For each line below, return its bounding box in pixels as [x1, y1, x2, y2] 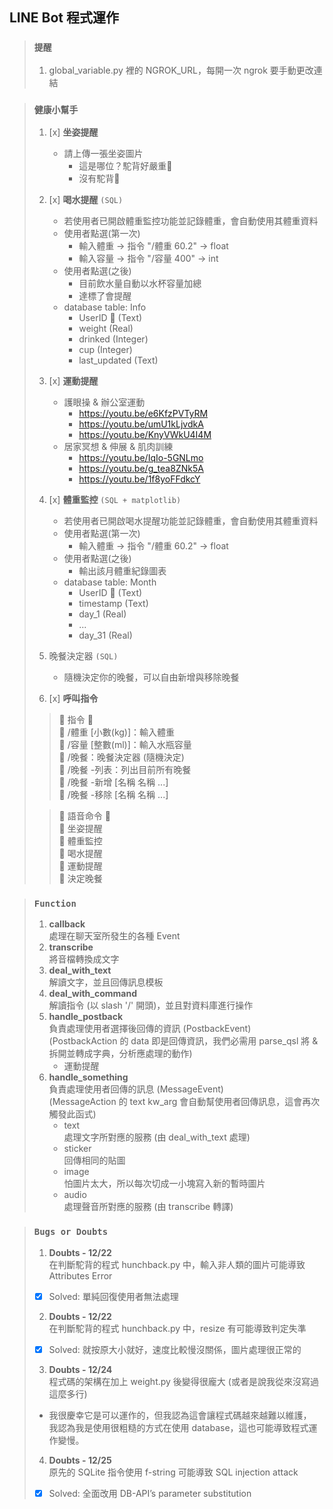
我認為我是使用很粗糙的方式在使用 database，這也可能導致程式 [48, 1421, 309, 1433]
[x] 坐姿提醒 [48, 126, 99, 138]
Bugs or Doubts [33, 1226, 109, 1238]
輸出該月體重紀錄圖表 [78, 564, 167, 577]
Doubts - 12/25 [48, 1454, 112, 1466]
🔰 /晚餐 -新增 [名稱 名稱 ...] [58, 776, 169, 788]
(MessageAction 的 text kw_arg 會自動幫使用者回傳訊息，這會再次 [48, 1096, 321, 1108]
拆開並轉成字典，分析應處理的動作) [48, 1048, 193, 1060]
